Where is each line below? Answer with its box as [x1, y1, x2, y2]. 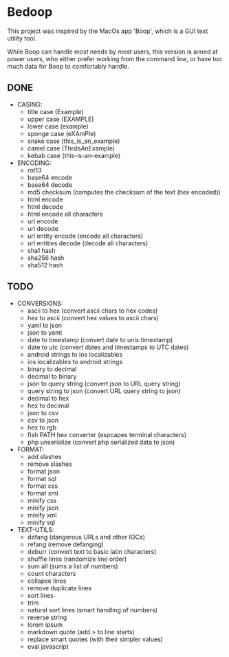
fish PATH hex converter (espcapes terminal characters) [27, 430, 187, 438]
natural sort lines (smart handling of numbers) [27, 605, 158, 614]
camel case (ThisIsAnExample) [27, 144, 116, 152]
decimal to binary [27, 372, 77, 380]
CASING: [17, 100, 43, 109]
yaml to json [27, 321, 63, 329]
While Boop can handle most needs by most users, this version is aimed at [7, 47, 218, 56]
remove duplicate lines [27, 583, 92, 592]
